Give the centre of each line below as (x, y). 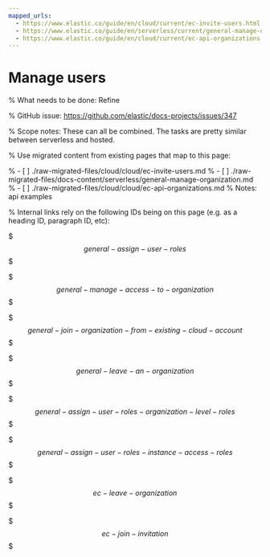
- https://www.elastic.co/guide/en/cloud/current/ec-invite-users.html (138, 23)
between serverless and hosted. (61, 140)
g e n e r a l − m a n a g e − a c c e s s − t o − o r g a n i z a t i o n (135, 289)
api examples (30, 197)
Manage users (57, 78)
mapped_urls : (30, 16)
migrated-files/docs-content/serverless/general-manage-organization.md (131, 180)
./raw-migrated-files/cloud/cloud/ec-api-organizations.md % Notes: (144, 188)
